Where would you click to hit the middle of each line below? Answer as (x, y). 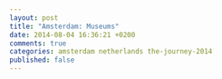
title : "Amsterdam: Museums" (64, 26)
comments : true (38, 43)
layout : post (34, 18)
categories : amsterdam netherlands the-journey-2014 (111, 52)
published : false (42, 60)
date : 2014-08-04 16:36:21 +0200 (72, 35)
